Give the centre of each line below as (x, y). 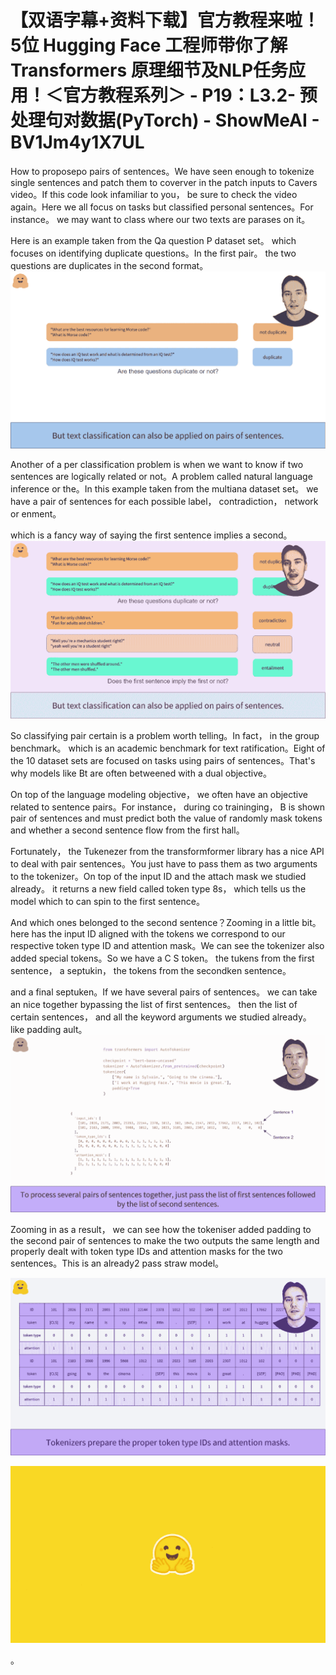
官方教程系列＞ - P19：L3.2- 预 (190, 95)
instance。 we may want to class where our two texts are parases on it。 (160, 219)
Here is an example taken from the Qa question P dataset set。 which (153, 240)
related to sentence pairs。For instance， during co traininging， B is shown (167, 807)
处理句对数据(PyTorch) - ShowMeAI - (165, 120)
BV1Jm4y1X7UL (77, 142)
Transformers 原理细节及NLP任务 (149, 70)
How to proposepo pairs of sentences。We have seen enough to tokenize (162, 171)
